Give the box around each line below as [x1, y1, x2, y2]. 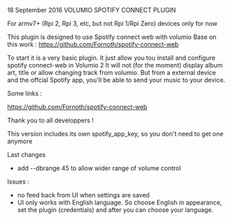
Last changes [7, 151, 47, 158]
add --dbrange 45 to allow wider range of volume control [17, 164, 181, 172]
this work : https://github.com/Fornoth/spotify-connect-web [7, 40, 179, 48]
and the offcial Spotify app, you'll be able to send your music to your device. [7, 76, 226, 84]
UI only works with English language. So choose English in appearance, [17, 198, 222, 206]
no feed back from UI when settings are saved [17, 191, 150, 199]
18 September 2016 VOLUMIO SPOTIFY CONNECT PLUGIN [7, 6, 176, 14]
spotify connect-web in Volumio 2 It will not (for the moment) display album [7, 61, 223, 69]
